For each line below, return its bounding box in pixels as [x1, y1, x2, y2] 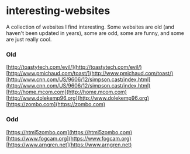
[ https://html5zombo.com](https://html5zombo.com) [6, 128, 133, 135]
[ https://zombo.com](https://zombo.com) [6, 101, 106, 108]
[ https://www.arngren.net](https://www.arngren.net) [6, 141, 132, 148]
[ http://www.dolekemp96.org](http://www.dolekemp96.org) [6, 94, 150, 101]
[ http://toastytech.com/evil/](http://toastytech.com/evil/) [6, 64, 142, 71]
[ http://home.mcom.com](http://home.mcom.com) [6, 89, 127, 96]
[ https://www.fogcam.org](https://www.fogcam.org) [6, 135, 132, 142]
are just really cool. [6, 36, 52, 43]
